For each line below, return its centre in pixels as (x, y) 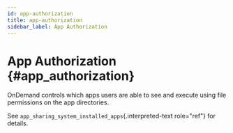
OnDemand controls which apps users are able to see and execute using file (117, 95)
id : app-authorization (40, 14)
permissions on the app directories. (58, 102)
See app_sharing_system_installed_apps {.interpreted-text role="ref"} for (112, 116)
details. (18, 123)
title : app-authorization (45, 20)
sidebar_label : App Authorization (58, 26)
